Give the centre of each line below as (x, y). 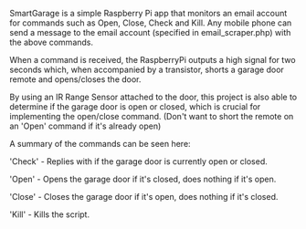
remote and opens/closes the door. (75, 79)
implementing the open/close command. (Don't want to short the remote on (152, 116)
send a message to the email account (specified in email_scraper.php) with (150, 32)
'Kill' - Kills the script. (49, 214)
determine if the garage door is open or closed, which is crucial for (135, 107)
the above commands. (52, 42)
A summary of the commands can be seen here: (100, 144)
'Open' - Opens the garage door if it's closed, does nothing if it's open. (143, 179)
